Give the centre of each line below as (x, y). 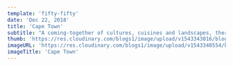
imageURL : (21, 45)
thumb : (17, 39)
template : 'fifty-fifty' (43, 13)
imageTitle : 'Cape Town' (43, 52)
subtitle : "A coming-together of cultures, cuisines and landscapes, (110, 33)
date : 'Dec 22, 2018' (38, 20)
